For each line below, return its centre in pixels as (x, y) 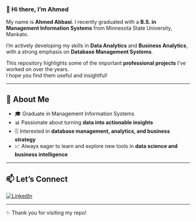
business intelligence (41, 154)
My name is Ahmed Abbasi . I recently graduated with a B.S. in (81, 22)
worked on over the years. (38, 69)
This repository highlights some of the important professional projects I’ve (96, 63)
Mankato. (17, 34)
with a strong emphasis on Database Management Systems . (80, 52)
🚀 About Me (28, 99)
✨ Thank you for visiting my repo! (46, 213)
